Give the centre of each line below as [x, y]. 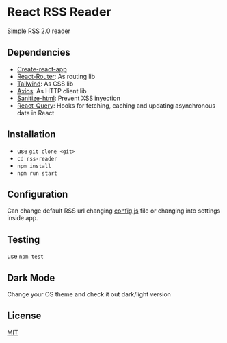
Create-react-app [42, 69]
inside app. [23, 218]
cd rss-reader [37, 158]
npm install [34, 166]
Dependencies [39, 52]
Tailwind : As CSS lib [45, 84]
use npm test [26, 256]
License [24, 316]
